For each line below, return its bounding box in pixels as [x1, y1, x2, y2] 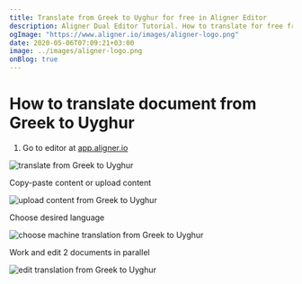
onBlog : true [9, 55, 58, 64]
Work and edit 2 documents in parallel [9, 246, 150, 257]
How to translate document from [9, 93, 257, 114]
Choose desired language [9, 212, 105, 223]
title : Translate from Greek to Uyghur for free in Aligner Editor [9, 13, 268, 22]
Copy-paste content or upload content [9, 177, 152, 188]
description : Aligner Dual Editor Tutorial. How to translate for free [9, 22, 283, 31]
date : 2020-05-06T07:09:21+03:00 [9, 38, 135, 48]
